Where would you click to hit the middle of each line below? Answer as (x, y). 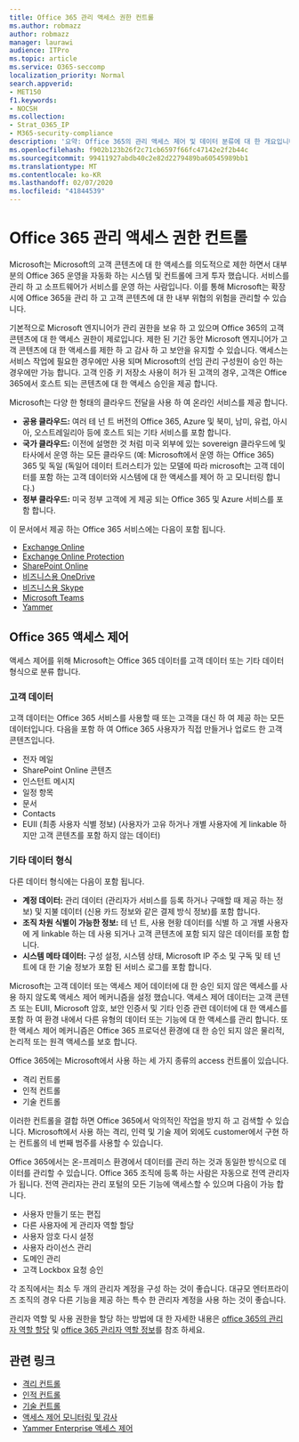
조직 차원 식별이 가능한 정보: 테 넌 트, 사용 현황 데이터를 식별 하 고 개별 (143, 923)
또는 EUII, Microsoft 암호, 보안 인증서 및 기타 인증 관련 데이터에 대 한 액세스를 (153, 1009)
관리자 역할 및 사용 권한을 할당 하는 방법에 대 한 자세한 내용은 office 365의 (138, 1319)
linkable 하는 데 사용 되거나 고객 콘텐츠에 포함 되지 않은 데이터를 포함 (161, 934)
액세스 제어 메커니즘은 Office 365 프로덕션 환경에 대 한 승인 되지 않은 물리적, (151, 1031)
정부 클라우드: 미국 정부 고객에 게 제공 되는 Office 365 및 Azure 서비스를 (148, 498)
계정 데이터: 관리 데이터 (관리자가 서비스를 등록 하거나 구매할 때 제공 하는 (148, 901)
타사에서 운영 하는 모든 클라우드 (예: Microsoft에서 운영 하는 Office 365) (148, 454)
